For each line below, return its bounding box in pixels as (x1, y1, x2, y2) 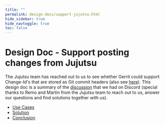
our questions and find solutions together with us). (5, 95, 107, 101)
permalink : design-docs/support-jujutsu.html (5, 12, 100, 17)
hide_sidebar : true (5, 16, 45, 21)
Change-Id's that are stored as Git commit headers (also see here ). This (5, 79, 151, 85)
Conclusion (12, 115, 35, 121)
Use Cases (12, 104, 34, 110)
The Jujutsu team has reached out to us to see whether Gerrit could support (5, 74, 160, 80)
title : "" (5, 7, 26, 12)
